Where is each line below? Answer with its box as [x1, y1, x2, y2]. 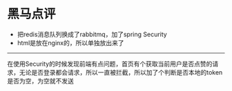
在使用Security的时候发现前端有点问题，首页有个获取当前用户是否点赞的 [7, 60, 213, 68]
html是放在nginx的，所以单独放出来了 [17, 38, 124, 47]
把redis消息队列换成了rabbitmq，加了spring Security [17, 30, 167, 38]
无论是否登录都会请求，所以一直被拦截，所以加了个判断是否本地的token [19, 68, 223, 76]
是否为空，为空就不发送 [7, 77, 74, 85]
